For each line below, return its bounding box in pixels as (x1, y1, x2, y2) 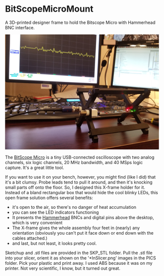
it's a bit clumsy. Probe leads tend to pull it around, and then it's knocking (5, 179, 153, 185)
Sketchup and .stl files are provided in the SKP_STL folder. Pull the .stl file (5, 250, 153, 256)
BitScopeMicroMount (5, 3, 94, 15)
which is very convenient (12, 220, 62, 225)
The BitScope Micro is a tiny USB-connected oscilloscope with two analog (5, 154, 155, 160)
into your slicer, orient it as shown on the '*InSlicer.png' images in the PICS (5, 255, 156, 261)
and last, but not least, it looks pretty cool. (12, 240, 97, 246)
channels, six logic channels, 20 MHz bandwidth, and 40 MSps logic (5, 159, 143, 165)
